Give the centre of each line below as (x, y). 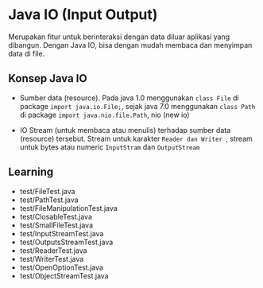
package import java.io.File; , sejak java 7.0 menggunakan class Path (137, 106)
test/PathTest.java (49, 200)
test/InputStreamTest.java (62, 233)
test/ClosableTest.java (56, 216)
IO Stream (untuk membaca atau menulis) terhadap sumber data (125, 130)
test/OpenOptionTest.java (61, 267)
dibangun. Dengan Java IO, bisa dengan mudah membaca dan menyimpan (130, 45)
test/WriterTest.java (52, 259)
